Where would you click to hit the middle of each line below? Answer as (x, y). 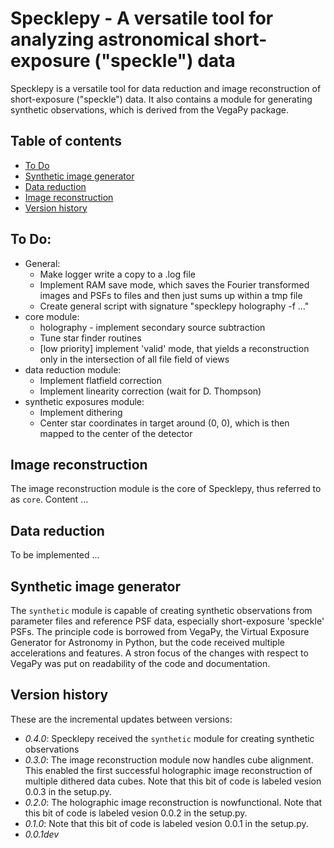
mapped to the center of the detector (116, 433)
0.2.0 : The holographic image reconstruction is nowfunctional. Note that (173, 802)
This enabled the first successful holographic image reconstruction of (168, 770)
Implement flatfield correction (100, 380)
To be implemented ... (55, 555)
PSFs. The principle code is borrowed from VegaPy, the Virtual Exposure (160, 631)
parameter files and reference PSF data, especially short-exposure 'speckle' (167, 621)
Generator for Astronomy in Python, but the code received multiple (147, 642)
